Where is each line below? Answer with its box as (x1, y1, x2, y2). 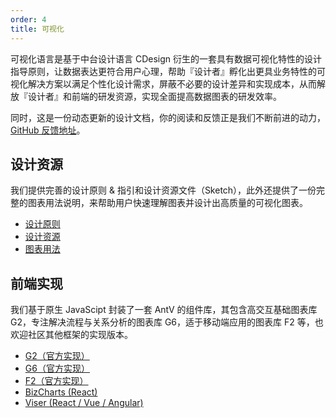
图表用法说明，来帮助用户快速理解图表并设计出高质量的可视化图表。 (27, 197, 308, 209)
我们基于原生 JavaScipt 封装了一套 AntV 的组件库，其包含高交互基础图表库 (10, 304, 318, 316)
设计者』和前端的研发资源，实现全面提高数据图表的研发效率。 (27, 90, 282, 102)
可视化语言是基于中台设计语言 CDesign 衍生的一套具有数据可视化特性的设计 (10, 52, 323, 65)
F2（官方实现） (24, 375, 89, 387)
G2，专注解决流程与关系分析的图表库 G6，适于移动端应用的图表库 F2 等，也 (10, 316, 324, 328)
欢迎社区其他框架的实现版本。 (10, 329, 133, 341)
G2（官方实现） (24, 350, 90, 362)
